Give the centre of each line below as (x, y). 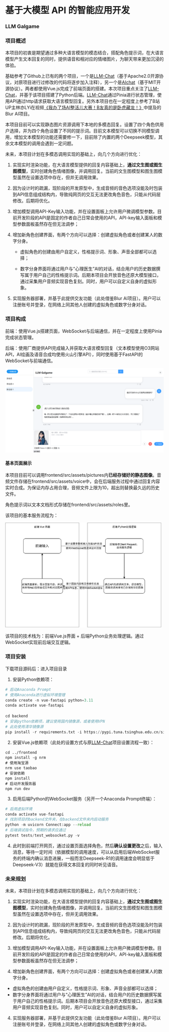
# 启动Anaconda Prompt (28, 689)
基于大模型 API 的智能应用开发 (68, 10)
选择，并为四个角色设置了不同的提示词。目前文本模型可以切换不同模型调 (84, 131)
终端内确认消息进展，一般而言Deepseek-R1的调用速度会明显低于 (88, 858)
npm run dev (18, 789)
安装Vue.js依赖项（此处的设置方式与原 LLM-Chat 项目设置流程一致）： (83, 742)
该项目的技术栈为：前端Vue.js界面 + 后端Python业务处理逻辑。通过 (75, 636)
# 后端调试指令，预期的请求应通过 (36, 830)
